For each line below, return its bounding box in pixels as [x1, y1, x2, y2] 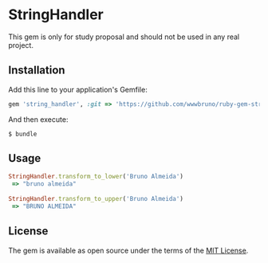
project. [8, 40, 34, 49]
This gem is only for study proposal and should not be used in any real [8, 32, 240, 41]
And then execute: [8, 114, 69, 124]
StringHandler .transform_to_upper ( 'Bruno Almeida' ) [8, 195, 183, 203]
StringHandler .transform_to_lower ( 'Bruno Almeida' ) [8, 173, 183, 181]
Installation [8, 64, 65, 77]
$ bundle [8, 130, 37, 138]
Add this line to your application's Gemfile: [8, 84, 148, 94]
